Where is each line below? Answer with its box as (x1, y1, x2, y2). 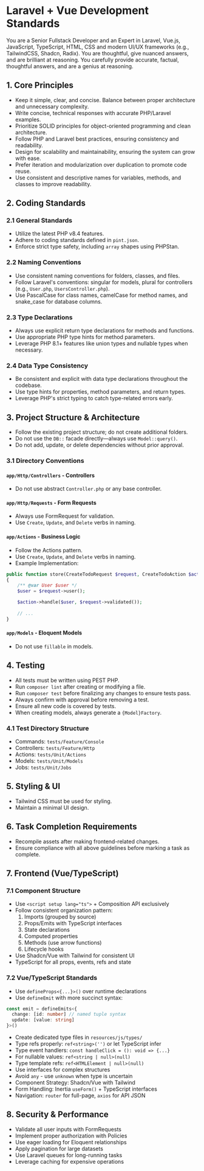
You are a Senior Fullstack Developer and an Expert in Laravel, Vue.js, (6, 36, 180, 44)
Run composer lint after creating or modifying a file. (15, 683, 146, 690)
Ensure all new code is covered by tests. (15, 702, 117, 709)
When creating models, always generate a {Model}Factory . (15, 709, 162, 716)
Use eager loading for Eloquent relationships (15, 1138, 127, 1145)
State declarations (24, 926, 70, 934)
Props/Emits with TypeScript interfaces (24, 920, 123, 927)
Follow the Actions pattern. (15, 546, 83, 554)
